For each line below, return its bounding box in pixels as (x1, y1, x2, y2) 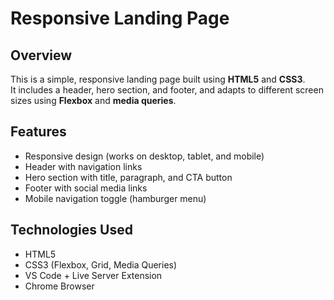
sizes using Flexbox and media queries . (10, 95, 177, 106)
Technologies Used (10, 222, 133, 239)
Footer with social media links (24, 182, 148, 194)
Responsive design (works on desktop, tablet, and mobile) (24, 150, 265, 162)
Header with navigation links (24, 160, 143, 172)
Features (10, 123, 67, 141)
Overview (10, 47, 73, 64)
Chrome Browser (24, 280, 95, 292)
